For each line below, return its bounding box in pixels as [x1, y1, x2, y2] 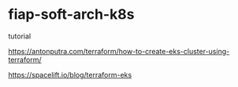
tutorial [8, 31, 32, 41]
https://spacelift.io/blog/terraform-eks [8, 70, 132, 79]
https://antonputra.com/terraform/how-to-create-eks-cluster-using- [8, 46, 230, 56]
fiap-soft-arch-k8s [8, 5, 135, 24]
